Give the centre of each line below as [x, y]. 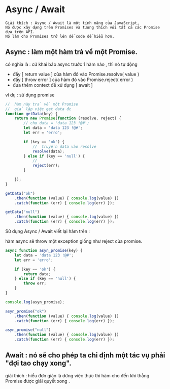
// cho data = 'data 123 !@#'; [57, 123]
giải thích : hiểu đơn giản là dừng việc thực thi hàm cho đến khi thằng [77, 375]
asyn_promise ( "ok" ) [26, 311]
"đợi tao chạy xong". [39, 363]
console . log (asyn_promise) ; [35, 302]
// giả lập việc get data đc [38, 109]
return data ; [37, 274]
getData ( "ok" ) [20, 193]
